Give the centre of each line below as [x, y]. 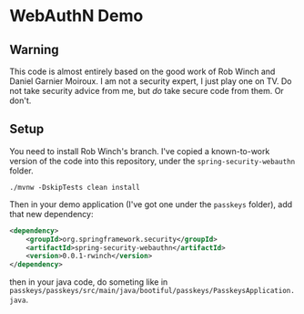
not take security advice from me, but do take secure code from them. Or [147, 91]
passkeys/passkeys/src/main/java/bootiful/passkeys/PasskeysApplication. [152, 291]
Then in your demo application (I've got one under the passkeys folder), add [151, 204]
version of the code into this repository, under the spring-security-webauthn [152, 161]
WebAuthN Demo [76, 16]
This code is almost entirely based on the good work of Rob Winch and [142, 71]
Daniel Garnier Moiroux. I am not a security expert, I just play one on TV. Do [151, 81]
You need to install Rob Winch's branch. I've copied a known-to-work [140, 151]
